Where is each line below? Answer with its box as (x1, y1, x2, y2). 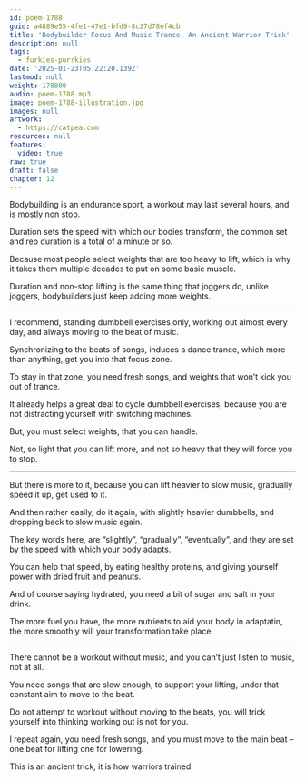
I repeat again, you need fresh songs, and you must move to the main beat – (9, 734, 294, 745)
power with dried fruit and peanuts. (9, 571, 142, 583)
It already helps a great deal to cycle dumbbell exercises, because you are (9, 399, 288, 410)
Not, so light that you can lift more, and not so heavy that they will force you (9, 443, 293, 455)
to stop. (9, 453, 38, 464)
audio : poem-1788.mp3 (9, 89, 92, 98)
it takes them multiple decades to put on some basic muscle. (9, 263, 237, 274)
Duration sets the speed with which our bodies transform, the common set (9, 227, 288, 238)
